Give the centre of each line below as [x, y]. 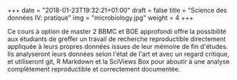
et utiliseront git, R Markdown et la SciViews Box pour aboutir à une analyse [118, 62]
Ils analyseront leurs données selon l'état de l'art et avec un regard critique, [118, 54]
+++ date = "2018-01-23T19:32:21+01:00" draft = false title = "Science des [117, 10]
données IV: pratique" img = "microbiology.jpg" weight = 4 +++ [101, 18]
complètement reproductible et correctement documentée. [94, 69]
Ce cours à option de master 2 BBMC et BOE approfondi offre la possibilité [117, 32]
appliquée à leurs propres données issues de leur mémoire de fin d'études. [118, 46]
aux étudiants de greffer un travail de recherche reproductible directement [117, 39]
